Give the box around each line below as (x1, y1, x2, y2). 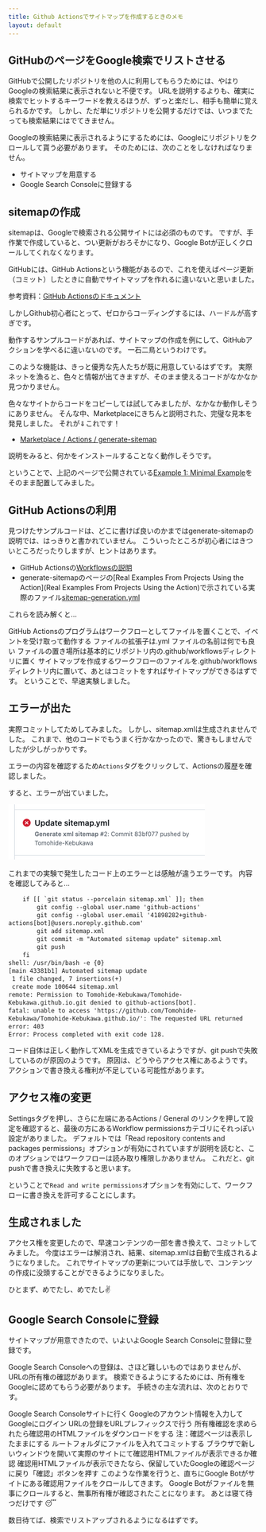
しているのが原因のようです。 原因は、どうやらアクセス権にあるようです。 (8, 1055, 253, 1065)
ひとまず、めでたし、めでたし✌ (8, 1285, 111, 1294)
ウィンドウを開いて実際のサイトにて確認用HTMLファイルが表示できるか (14, 1448, 251, 1459)
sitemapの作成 (8, 205, 81, 219)
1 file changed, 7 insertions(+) (11, 974, 123, 982)
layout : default (8, 21, 62, 29)
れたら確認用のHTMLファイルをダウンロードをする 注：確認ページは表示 (8, 1429, 246, 1439)
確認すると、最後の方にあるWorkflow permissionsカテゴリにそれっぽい (21, 1123, 256, 1133)
